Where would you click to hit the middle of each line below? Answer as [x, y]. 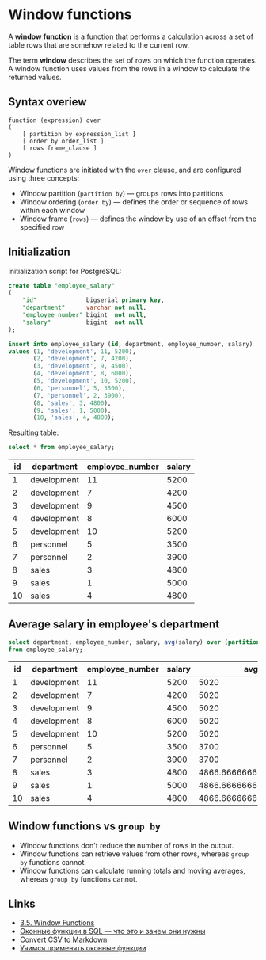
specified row [42, 227]
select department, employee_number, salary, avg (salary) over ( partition [134, 642]
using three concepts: [44, 178]
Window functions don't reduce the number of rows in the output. [127, 845]
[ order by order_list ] [63, 141]
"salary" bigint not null [83, 322]
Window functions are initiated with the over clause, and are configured [125, 170]
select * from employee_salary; [61, 448]
